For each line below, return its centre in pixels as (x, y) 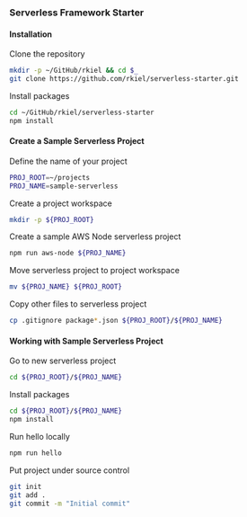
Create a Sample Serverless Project (77, 141)
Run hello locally (40, 436)
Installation (31, 34)
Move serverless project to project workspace (94, 271)
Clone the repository (47, 54)
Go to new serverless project (63, 361)
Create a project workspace (61, 203)
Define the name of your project (68, 161)
